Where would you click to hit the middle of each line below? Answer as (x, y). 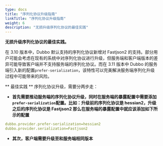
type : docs (16, 9)
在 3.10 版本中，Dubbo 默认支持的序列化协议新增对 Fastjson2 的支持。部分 (79, 52)
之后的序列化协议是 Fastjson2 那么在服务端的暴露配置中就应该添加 (79, 109)
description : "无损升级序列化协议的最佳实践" (47, 28)
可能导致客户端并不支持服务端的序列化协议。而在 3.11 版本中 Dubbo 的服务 (83, 64)
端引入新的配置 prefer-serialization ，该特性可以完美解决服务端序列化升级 (80, 70)
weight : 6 (15, 23)
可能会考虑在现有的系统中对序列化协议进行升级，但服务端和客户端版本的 (81, 58)
